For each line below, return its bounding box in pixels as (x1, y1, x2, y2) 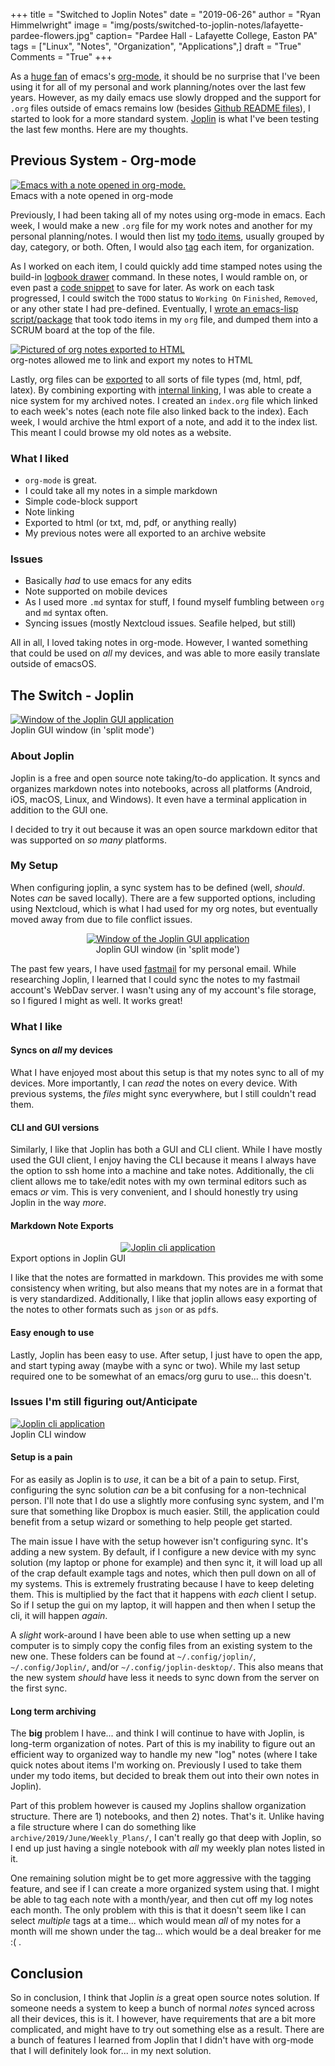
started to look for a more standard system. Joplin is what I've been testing (10, 113, 320, 124)
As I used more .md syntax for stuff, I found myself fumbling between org (24, 596, 325, 608)
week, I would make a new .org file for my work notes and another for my (10, 219, 313, 231)
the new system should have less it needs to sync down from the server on (10, 1672, 320, 1684)
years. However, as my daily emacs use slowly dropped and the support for (10, 92, 322, 103)
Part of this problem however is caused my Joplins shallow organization (10, 1800, 307, 1812)
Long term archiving (10, 1705, 97, 1717)
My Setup (10, 859, 59, 873)
